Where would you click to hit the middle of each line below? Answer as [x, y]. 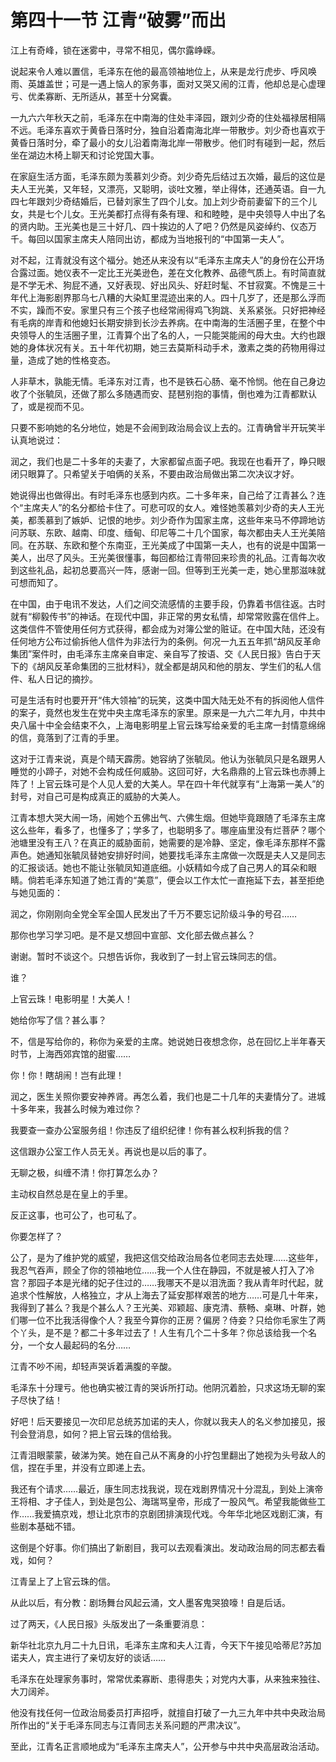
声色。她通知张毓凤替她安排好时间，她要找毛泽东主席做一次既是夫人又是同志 [168, 855]
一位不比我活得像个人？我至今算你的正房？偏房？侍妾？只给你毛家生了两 [176, 1320]
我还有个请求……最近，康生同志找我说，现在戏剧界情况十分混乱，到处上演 [162, 1488]
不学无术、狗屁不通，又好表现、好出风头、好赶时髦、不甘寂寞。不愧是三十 [172, 285]
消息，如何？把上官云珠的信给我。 [106, 1433]
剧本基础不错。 [49, 1526]
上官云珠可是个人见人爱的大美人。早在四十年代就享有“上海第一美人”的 [180, 783]
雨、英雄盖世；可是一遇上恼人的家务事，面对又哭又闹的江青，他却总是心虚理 [168, 83]
